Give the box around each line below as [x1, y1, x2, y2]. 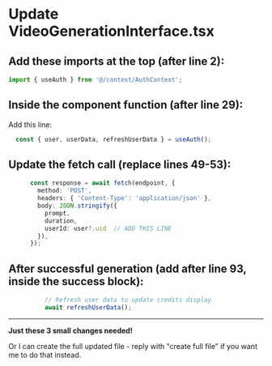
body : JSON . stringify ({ [37, 202, 117, 210]
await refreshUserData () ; [44, 303, 132, 312]
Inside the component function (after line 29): [8, 98, 244, 112]
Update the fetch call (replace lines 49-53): [8, 157, 232, 171]
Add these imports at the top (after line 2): [8, 54, 225, 68]
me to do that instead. [8, 350, 82, 360]
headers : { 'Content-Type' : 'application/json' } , [37, 194, 212, 202]
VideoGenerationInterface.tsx [8, 22, 215, 40]
